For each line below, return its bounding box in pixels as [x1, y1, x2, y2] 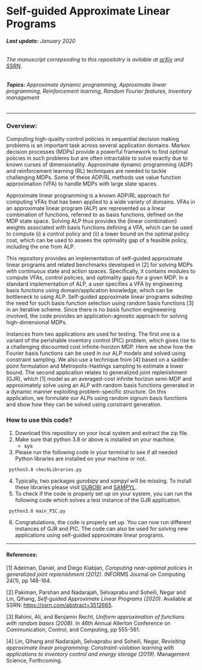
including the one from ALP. [6, 243, 75, 250]
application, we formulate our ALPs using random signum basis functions [6, 394, 188, 401]
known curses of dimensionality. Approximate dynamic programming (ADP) [6, 161, 193, 168]
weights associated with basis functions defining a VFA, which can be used [6, 224, 193, 231]
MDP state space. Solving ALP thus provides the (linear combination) [6, 217, 177, 224]
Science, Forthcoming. [6, 657, 63, 664]
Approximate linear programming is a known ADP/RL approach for [6, 192, 170, 199]
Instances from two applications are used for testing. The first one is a [6, 330, 180, 337]
